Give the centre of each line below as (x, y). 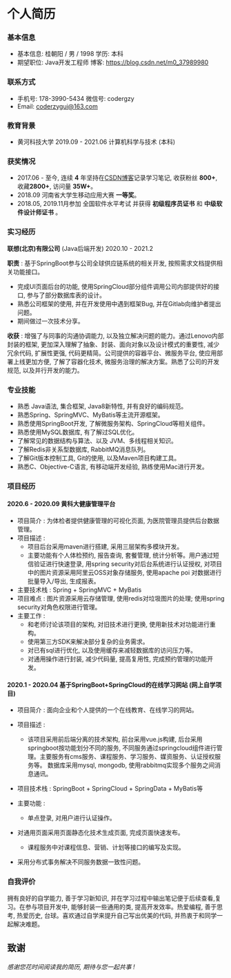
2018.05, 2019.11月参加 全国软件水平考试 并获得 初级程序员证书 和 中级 (117, 204)
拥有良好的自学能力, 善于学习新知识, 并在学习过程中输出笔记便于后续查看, (111, 898)
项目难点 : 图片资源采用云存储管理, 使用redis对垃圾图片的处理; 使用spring (121, 599)
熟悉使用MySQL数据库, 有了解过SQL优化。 (78, 432)
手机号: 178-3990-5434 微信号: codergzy (76, 98)
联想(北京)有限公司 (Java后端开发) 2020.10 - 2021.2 (80, 248)
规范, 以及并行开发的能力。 (45, 370)
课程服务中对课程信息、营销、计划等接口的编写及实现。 (106, 847)
